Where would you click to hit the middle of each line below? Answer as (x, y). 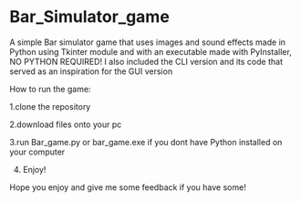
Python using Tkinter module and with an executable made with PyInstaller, (150, 51)
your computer (37, 152)
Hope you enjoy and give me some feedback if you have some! (128, 187)
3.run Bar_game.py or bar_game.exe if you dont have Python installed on (146, 142)
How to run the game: (50, 89)
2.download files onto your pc (66, 124)
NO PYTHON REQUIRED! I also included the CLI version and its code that (146, 61)
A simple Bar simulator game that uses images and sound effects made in (147, 42)
